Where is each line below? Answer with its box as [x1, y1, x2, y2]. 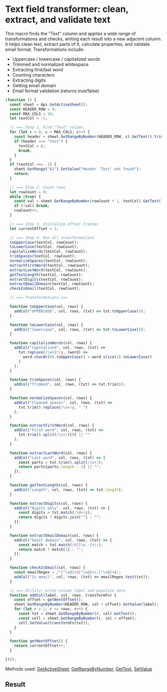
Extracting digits [12, 77, 46, 83]
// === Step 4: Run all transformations [9, 235, 94, 240]
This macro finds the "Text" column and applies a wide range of [5, 30, 136, 36]
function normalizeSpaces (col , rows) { [9, 396, 92, 401]
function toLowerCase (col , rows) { [9, 322, 83, 327]
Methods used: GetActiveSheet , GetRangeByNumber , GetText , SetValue [5, 666, 153, 672]
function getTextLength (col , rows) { [9, 483, 88, 488]
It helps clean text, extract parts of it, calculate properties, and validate [5, 41, 150, 47]
